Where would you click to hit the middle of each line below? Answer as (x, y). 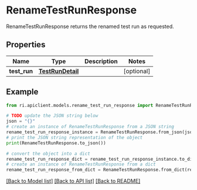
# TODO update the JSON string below (52, 116)
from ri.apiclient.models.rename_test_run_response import (80, 105)
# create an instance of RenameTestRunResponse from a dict (81, 164)
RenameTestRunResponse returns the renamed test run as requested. (90, 26)
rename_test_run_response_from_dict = (53, 170)
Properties (26, 45)
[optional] (137, 71)
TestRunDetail (59, 71)
